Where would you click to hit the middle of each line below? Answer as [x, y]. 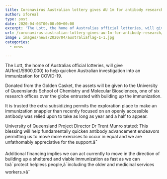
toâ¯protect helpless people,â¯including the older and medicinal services [80, 164]
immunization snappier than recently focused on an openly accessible [77, 111]
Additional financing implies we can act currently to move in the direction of [83, 153]
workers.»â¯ [18, 172]
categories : [17, 42]
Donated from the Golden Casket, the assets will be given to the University [82, 86]
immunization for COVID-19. [34, 76]
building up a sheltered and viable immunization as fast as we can [73, 159]
